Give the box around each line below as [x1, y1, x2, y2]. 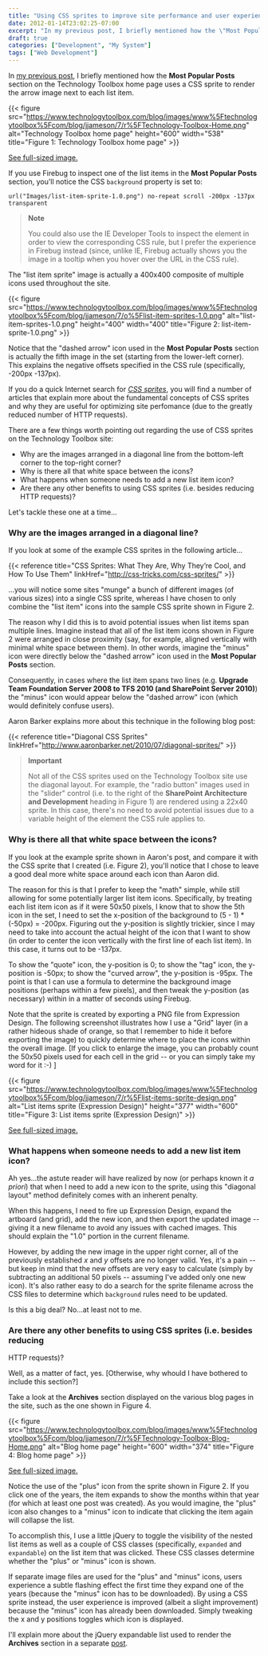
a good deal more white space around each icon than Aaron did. [8, 869, 219, 878]
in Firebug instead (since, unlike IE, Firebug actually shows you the [27, 246, 247, 255]
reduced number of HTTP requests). [8, 410, 128, 419]
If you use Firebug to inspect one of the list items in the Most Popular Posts [8, 169, 258, 178]
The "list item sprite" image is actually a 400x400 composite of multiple [8, 270, 245, 279]
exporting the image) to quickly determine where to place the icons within [8, 1034, 251, 1044]
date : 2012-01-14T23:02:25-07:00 [8, 19, 120, 27]
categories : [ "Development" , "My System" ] [8, 42, 152, 50]
